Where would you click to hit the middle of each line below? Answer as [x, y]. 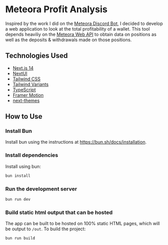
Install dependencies [32, 155]
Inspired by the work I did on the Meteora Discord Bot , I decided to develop [84, 23]
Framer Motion [28, 95]
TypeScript [24, 90]
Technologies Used [36, 56]
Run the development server [41, 188]
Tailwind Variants [31, 84]
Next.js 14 [23, 68]
